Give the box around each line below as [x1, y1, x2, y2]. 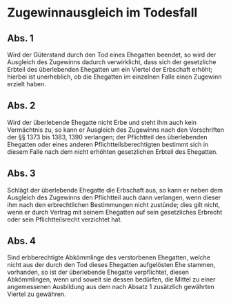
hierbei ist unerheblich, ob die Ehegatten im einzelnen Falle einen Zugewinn [7, 72, 222, 81]
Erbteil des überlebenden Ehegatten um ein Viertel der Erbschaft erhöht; [7, 66, 213, 73]
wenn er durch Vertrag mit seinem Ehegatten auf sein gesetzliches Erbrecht [7, 208, 223, 216]
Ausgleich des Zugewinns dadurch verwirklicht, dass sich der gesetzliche [7, 58, 217, 66]
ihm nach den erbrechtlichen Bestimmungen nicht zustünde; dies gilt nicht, [7, 200, 221, 208]
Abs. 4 [7, 235, 37, 247]
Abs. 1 [7, 32, 34, 44]
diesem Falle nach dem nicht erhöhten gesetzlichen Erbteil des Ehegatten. [7, 147, 219, 156]
